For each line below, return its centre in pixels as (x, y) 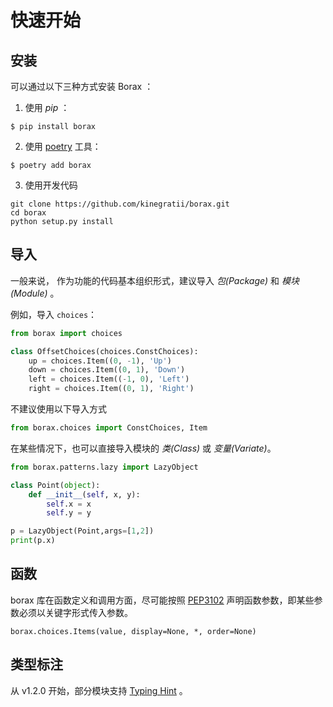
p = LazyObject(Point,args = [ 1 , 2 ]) (82, 531)
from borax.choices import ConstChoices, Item (109, 428)
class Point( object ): (55, 485)
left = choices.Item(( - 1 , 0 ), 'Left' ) (109, 379)
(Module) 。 (35, 293)
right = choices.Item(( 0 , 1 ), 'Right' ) (111, 389)
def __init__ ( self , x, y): (84, 494)
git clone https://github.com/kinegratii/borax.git (120, 204)
